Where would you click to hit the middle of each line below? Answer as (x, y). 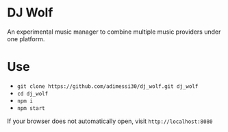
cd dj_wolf (33, 93)
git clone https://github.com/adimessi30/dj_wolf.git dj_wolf (107, 86)
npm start (31, 108)
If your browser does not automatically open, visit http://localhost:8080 (110, 121)
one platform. (26, 38)
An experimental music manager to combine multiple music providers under (114, 32)
